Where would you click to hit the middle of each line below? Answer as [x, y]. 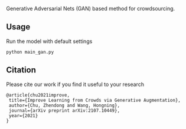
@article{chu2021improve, [38, 95]
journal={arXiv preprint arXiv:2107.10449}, [64, 110]
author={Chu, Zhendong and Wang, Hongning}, [64, 105]
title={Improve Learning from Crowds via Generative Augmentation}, [95, 100]
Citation [21, 70]
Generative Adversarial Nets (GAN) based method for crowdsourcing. [91, 9]
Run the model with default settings [49, 41]
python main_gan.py [30, 52]
